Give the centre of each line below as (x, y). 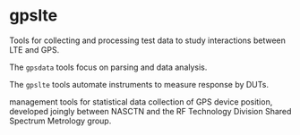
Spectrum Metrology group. (60, 121)
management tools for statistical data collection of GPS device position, (141, 101)
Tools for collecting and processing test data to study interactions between (148, 40)
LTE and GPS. (34, 49)
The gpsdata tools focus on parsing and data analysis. (108, 67)
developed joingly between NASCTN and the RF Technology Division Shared (150, 111)
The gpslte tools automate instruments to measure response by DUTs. (139, 84)
